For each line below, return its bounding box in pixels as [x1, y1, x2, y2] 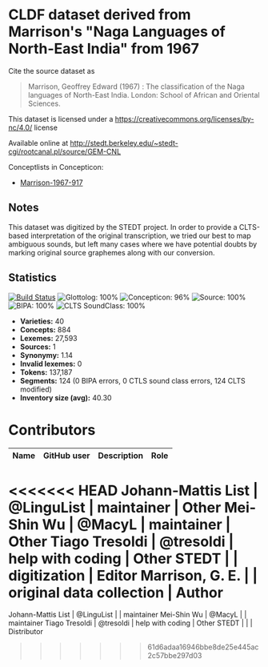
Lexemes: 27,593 [19, 333, 78, 343]
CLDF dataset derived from [8, 6, 191, 24]
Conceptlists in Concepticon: [8, 162, 104, 171]
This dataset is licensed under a [8, 114, 114, 123]
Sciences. [27, 98, 62, 108]
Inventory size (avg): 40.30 [19, 392, 112, 402]
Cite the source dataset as [8, 66, 95, 75]
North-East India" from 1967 [8, 40, 200, 58]
